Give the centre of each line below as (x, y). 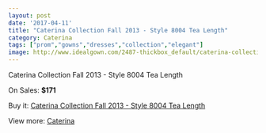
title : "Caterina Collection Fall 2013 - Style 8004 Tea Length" (118, 30)
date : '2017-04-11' (40, 23)
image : (19, 52)
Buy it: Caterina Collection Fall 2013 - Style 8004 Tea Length (107, 105)
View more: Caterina (42, 121)
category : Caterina (40, 38)
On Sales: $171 (32, 90)
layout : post (30, 15)
